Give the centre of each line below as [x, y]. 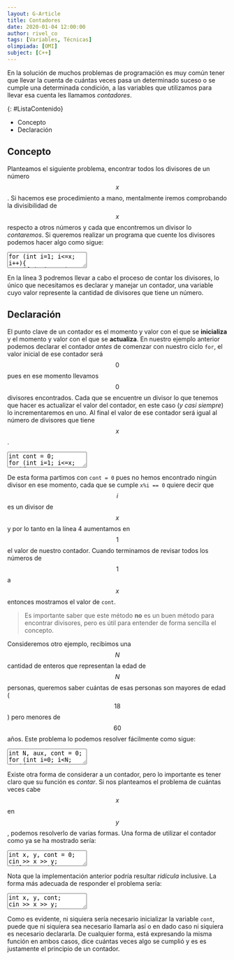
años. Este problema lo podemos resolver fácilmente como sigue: [101, 739]
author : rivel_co [32, 33]
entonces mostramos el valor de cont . [62, 602]
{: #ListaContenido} [35, 109]
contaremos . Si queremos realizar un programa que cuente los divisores [111, 235]
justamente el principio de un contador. [64, 948]
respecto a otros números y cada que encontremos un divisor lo [100, 227]
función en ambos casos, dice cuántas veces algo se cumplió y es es [107, 941]
